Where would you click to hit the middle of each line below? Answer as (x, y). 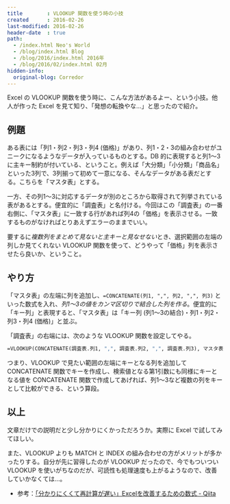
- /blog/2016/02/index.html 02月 (60, 64)
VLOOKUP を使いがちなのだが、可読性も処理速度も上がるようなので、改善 (112, 470)
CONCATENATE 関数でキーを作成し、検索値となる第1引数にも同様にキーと (112, 371)
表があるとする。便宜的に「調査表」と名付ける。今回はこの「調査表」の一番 (115, 205)
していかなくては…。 (37, 479)
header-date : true (37, 33)
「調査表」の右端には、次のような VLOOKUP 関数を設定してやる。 (101, 336)
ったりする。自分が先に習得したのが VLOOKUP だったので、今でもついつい (113, 461)
